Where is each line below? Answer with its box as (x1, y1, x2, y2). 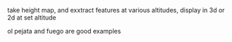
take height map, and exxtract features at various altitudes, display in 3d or (7, 6, 225, 14)
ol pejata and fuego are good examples (7, 27, 121, 35)
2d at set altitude (7, 13, 56, 22)
